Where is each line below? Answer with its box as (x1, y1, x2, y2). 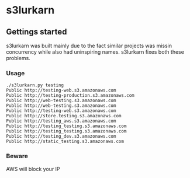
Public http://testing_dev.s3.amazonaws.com (6, 134, 116, 139)
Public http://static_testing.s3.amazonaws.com (6, 138, 125, 145)
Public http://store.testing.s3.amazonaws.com (6, 113, 122, 119)
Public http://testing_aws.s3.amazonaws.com (6, 118, 116, 124)
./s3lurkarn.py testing (6, 82, 64, 88)
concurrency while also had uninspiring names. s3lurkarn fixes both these (6, 48, 184, 55)
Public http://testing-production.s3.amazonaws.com (6, 93, 134, 99)
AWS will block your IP (6, 165, 60, 172)
